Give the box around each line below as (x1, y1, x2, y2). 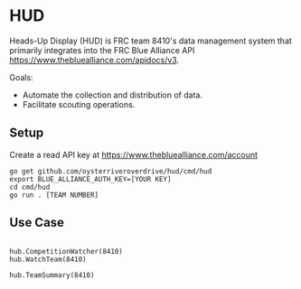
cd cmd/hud (9, 182, 51, 191)
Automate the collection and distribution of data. (22, 89, 203, 100)
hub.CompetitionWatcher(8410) (9, 247, 124, 256)
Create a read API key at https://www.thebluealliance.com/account (9, 149, 259, 160)
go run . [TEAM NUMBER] (9, 191, 99, 200)
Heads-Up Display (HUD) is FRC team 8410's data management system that (9, 35, 292, 46)
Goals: (9, 71, 33, 82)
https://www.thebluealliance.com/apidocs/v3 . (9, 54, 179, 65)
